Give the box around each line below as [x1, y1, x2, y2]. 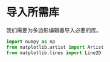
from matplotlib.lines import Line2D [6, 49, 102, 56]
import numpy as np [6, 39, 56, 45]
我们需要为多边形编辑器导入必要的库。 [6, 26, 102, 34]
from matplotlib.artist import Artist [6, 44, 104, 50]
